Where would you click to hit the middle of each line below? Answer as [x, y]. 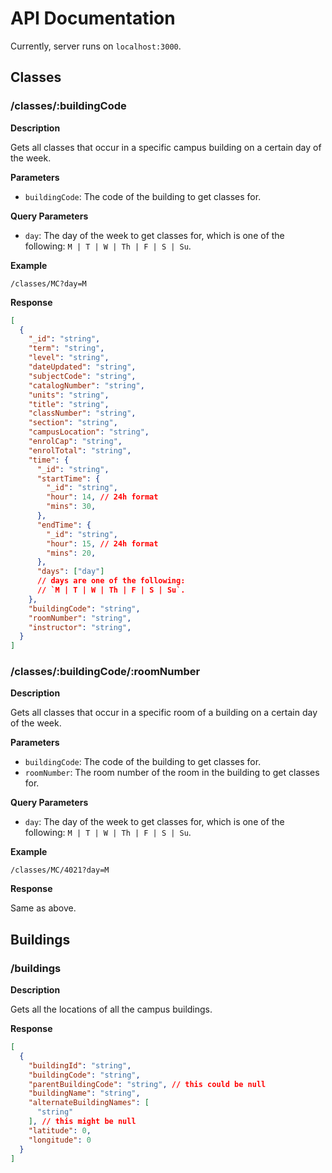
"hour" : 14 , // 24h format [102, 497]
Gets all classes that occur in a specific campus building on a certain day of [166, 147]
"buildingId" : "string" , [80, 1065]
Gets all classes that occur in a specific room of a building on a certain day [164, 713]
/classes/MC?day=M [48, 283]
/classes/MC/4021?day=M [60, 870]
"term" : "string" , [66, 348]
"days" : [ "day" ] [70, 572]
